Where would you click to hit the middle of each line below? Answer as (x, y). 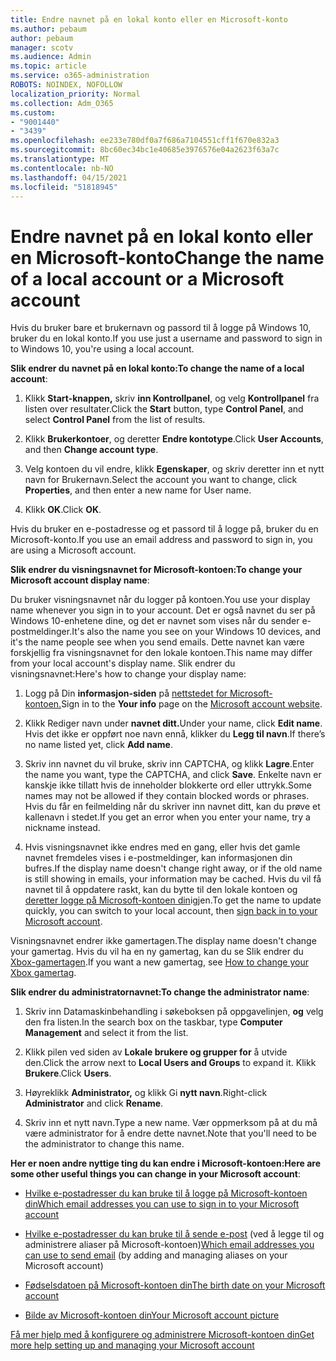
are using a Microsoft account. (73, 550)
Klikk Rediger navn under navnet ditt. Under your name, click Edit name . (173, 723)
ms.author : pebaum (48, 29)
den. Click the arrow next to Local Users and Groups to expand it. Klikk (170, 1063)
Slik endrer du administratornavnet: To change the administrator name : (160, 992)
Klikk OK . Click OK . (63, 510)
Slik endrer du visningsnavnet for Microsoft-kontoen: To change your (156, 570)
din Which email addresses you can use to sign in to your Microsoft (162, 1204)
